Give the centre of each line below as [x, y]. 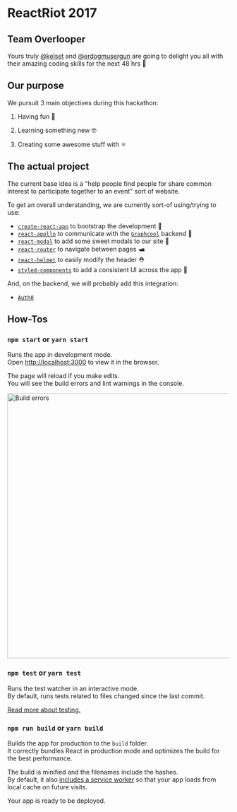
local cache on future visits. [48, 787]
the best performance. [40, 758]
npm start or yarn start [48, 339]
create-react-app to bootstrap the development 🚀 [90, 226]
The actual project [48, 166]
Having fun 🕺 [36, 116]
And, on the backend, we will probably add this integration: [93, 283]
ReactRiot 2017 [52, 13]
